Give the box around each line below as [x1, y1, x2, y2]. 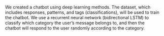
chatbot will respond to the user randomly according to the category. [5, 25, 145, 31]
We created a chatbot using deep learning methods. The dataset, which [5, 4, 151, 10]
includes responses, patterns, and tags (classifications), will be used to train [5, 9, 160, 15]
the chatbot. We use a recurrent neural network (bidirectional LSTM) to [5, 15, 149, 20]
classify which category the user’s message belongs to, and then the [5, 20, 145, 26]
